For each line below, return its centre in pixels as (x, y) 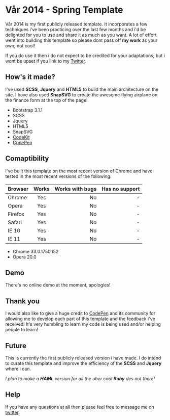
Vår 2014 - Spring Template (64, 10)
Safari (15, 222)
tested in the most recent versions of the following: (58, 176)
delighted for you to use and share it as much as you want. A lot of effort (81, 35)
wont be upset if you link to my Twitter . (46, 61)
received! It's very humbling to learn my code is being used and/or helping (83, 324)
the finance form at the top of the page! (46, 100)
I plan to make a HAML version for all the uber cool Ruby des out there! (80, 378)
